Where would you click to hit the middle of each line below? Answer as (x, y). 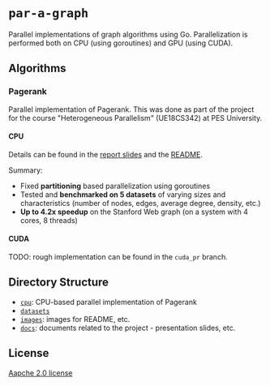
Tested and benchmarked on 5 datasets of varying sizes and (123, 194)
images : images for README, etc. (75, 319)
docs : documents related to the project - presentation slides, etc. (128, 328)
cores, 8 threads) (49, 220)
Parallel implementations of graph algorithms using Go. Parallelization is (128, 34)
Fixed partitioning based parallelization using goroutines (115, 186)
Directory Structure (59, 283)
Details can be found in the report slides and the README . (105, 154)
